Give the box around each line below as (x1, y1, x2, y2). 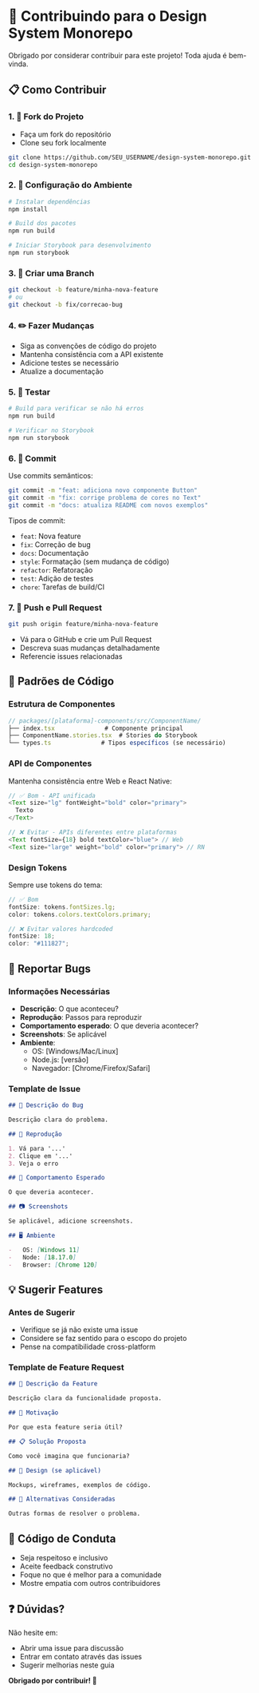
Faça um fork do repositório (19, 129, 112, 139)
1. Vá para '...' (8, 1144, 66, 1152)
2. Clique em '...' (8, 1152, 73, 1160)
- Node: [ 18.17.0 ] (8, 1253, 77, 1261)
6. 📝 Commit (8, 453, 57, 464)
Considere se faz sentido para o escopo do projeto (19, 1334, 187, 1343)
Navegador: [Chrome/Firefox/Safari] (31, 1063, 151, 1072)
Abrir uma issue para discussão (19, 1643, 124, 1652)
